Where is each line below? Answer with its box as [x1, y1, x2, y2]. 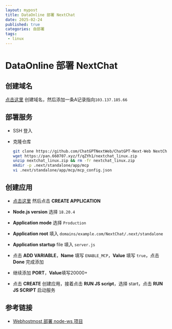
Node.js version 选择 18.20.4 [12, 208, 75, 215]
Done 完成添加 [12, 259, 44, 265]
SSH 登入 [12, 127, 33, 133]
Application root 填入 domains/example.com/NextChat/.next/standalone [12, 230, 163, 237]
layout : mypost [5, 7, 38, 13]
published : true [5, 22, 40, 27]
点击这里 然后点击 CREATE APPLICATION [12, 198, 101, 204]
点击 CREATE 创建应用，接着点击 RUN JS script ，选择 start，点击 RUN [12, 280, 163, 286]
